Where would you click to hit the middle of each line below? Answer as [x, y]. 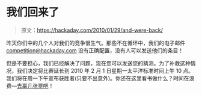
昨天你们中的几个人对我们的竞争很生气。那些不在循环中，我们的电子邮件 [96, 43]
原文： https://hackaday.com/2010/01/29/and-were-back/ [92, 30]
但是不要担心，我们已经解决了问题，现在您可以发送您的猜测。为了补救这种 [98, 63]
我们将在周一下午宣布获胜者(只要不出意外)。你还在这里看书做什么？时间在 [98, 78]
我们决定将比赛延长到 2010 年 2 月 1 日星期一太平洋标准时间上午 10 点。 [105, 70]
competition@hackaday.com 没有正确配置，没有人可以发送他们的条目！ [95, 50]
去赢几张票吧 [33, 85]
